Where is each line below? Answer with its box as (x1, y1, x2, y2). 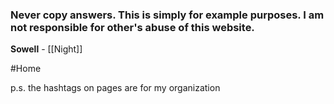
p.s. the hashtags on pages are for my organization (10, 82, 221, 94)
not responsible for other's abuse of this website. (10, 20, 255, 34)
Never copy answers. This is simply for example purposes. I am (10, 8, 325, 22)
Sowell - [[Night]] (10, 43, 83, 55)
